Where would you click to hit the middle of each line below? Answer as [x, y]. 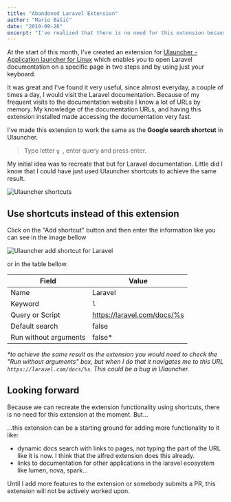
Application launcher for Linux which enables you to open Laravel [100, 60]
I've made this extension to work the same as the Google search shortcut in [115, 130]
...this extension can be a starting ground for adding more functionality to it [113, 428]
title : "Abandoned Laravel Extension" [63, 13]
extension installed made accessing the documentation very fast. [99, 117]
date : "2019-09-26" [35, 26]
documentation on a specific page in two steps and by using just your [106, 67]
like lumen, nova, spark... [52, 470]
